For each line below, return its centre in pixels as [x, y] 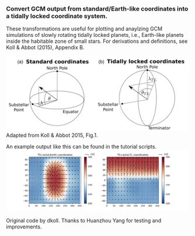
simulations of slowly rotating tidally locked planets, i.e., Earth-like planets [95, 35]
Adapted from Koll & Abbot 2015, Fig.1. [52, 135]
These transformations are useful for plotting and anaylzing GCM [84, 29]
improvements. [24, 227]
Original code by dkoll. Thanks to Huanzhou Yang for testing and [84, 221]
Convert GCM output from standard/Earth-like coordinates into [97, 9]
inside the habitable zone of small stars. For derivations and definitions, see [97, 41]
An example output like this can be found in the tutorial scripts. [81, 147]
